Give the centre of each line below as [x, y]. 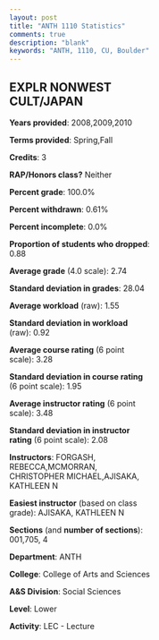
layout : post [33, 17]
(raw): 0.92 [30, 332]
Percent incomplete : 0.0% [59, 226]
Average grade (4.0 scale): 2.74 [68, 270]
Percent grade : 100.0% [52, 192]
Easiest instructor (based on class [73, 503]
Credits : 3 [28, 157]
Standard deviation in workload [69, 322]
